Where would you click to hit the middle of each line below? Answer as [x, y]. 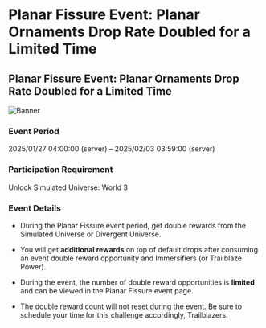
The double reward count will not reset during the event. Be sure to [131, 306]
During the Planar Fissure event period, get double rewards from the [133, 225]
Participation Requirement [61, 170]
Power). [33, 266]
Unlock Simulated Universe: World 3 [68, 187]
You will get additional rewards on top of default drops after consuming [139, 249]
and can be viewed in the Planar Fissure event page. [107, 290]
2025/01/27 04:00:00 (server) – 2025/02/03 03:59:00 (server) [112, 149]
